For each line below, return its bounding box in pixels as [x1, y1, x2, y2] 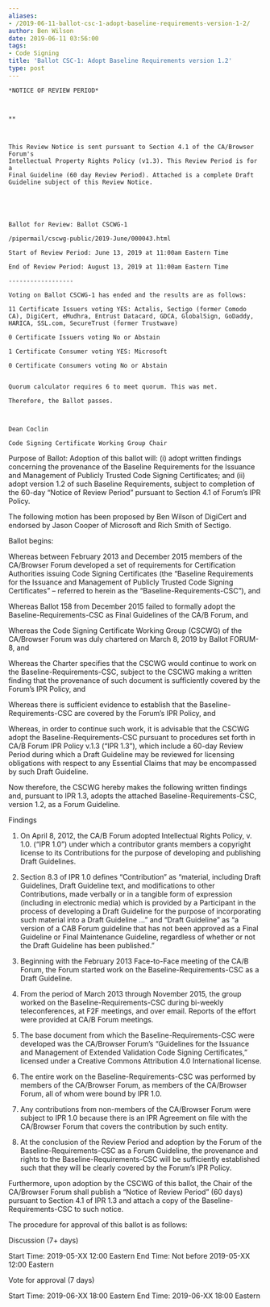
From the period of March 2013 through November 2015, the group [19, 989, 242, 998]
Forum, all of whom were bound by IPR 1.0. [19, 1088, 163, 1098]
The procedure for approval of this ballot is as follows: [8, 1219, 188, 1230]
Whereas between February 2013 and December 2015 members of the [8, 552, 243, 561]
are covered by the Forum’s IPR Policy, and [73, 708, 216, 718]
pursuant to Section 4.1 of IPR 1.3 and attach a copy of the [8, 1195, 200, 1205]
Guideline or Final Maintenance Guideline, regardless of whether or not [19, 932, 255, 942]
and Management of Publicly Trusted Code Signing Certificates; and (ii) [8, 470, 246, 480]
